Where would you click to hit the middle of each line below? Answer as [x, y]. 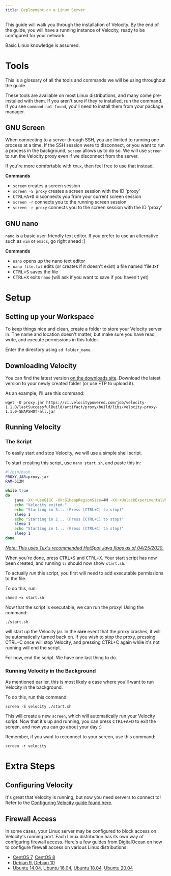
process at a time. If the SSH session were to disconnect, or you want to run [85, 145]
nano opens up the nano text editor [49, 261]
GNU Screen [25, 127]
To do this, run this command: [36, 697]
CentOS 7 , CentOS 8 [34, 857]
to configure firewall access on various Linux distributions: [67, 847]
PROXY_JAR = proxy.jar [27, 477]
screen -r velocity [26, 746]
